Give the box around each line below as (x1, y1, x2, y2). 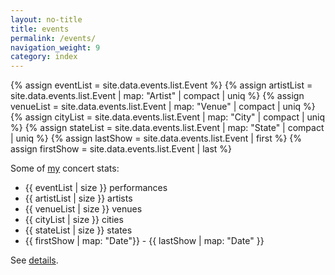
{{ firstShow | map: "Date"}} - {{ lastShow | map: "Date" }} (24, 235, 265, 247)
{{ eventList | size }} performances (24, 182, 168, 194)
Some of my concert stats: (10, 162, 120, 175)
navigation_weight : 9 (10, 42, 101, 53)
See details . (10, 254, 59, 266)
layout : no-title (10, 14, 83, 25)
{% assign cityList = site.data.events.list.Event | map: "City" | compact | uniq (10, 111, 326, 123)
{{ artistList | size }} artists (24, 192, 133, 205)
